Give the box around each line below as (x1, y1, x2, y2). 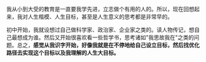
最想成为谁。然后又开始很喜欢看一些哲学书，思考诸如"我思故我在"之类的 (11, 34, 194, 41)
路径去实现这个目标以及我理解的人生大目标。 (6, 49, 120, 56)
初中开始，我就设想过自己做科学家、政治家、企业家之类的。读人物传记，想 (6, 26, 194, 33)
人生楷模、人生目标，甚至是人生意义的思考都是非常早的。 (27, 13, 173, 20)
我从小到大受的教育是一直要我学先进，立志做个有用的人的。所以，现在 (6, 6, 184, 12)
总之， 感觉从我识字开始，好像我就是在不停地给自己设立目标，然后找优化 (17, 42, 200, 48)
